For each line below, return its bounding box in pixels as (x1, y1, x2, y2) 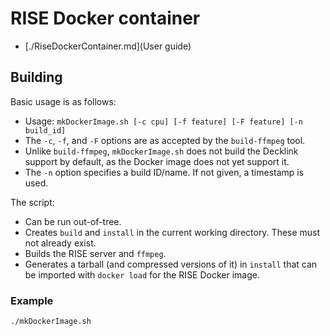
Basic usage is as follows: (10, 95, 117, 107)
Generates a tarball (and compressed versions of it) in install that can (24, 258, 318, 270)
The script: (10, 196, 55, 208)
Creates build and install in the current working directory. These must (24, 226, 321, 238)
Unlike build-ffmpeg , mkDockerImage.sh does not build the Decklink (24, 145, 299, 157)
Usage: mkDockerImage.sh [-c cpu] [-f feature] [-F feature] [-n (24, 115, 303, 127)
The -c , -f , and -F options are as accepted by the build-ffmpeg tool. (24, 134, 306, 146)
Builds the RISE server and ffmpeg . (24, 247, 167, 259)
